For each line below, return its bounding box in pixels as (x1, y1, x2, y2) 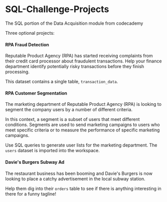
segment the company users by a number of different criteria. (5, 107, 133, 113)
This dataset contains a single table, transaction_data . (5, 79, 118, 85)
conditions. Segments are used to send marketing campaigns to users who (5, 122, 160, 128)
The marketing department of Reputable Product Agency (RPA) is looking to (5, 101, 162, 107)
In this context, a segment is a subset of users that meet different (5, 116, 140, 122)
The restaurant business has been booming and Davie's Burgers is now (5, 170, 153, 176)
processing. (5, 69, 30, 75)
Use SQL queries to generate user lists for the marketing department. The (5, 142, 157, 148)
